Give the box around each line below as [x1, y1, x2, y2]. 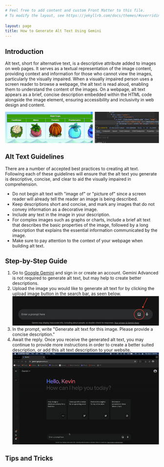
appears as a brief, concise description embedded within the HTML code [5, 91, 152, 98]
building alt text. [12, 243, 45, 248]
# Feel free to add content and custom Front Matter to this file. [5, 8, 145, 13]
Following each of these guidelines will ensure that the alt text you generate [5, 171, 157, 176]
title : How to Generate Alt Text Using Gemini [5, 28, 102, 34]
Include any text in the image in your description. [12, 211, 111, 218]
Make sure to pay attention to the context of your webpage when [12, 238, 143, 244]
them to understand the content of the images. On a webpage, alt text [5, 86, 145, 92]
